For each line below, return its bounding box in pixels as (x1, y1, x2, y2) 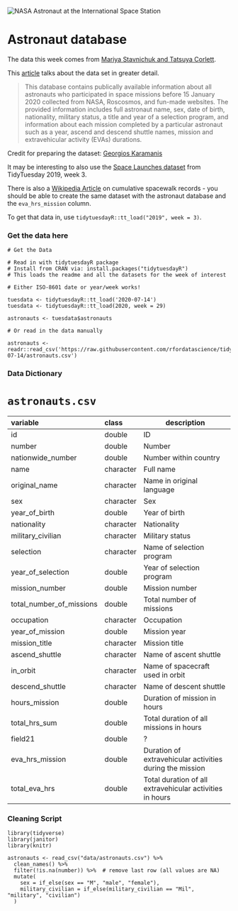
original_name (11, 480, 58, 490)
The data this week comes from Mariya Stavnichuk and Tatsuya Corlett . (7, 55, 216, 63)
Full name (143, 465, 176, 475)
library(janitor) (7, 836, 59, 844)
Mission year (143, 626, 186, 636)
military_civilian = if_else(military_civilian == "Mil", (20, 885, 195, 893)
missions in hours (143, 722, 202, 732)
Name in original (143, 476, 198, 486)
